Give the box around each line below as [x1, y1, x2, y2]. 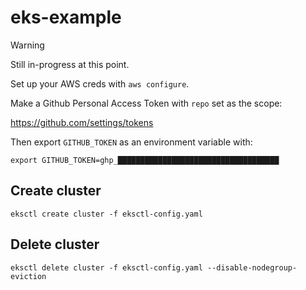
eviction [10, 271, 47, 281]
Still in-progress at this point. [10, 58, 130, 70]
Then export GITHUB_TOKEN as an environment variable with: [10, 136, 253, 148]
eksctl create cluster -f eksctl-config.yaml [10, 209, 203, 219]
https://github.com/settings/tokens [10, 116, 154, 128]
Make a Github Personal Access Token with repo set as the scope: [10, 97, 283, 109]
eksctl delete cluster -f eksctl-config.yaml [10, 262, 203, 273]
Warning [10, 39, 45, 51]
